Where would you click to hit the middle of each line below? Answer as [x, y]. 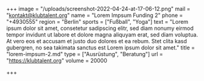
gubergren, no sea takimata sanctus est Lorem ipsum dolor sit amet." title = [101, 48]
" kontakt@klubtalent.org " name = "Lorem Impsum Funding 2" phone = [95, 15]
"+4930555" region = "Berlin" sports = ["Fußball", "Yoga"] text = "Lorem [97, 22]
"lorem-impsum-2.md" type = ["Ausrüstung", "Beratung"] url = [85, 54]
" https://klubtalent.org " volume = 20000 [57, 61]
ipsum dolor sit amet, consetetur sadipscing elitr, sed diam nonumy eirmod [100, 28]
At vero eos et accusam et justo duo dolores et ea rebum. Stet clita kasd [97, 41]
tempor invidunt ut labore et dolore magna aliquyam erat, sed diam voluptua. [102, 35]
